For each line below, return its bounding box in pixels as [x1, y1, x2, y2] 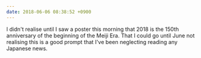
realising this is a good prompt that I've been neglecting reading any [6, 38, 178, 45]
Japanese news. [6, 45, 48, 52]
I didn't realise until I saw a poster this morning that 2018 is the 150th [6, 25, 179, 33]
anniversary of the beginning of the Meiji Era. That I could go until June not [6, 31, 195, 39]
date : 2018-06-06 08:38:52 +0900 [6, 8, 92, 15]
